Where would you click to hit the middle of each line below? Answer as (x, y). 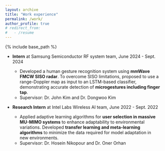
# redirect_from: (23, 28)
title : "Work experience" (32, 14)
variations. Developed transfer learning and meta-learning (80, 127)
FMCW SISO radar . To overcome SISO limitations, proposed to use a (89, 76)
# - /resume (20, 33)
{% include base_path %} (31, 47)
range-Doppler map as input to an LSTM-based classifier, (78, 82)
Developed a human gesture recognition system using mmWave (85, 71)
